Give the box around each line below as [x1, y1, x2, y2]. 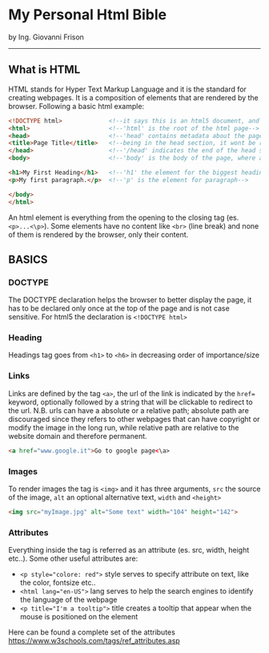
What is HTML [8, 63, 81, 77]
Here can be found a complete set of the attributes [8, 627, 176, 637]
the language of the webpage [19, 595, 118, 605]
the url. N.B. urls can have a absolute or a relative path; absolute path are [8, 405, 250, 415]
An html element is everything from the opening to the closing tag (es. [8, 213, 239, 222]
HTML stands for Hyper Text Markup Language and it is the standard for [8, 84, 247, 94]
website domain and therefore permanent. [8, 431, 147, 440]
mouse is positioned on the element [19, 612, 139, 622]
